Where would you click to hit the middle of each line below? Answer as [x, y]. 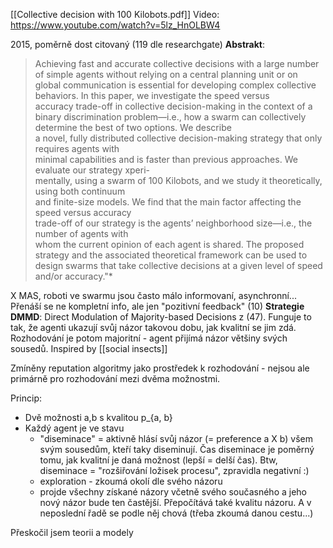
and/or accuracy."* [73, 276]
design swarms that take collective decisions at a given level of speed [178, 265]
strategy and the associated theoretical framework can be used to [171, 255]
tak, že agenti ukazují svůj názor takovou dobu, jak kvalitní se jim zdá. [153, 327]
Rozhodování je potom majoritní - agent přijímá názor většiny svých [149, 338]
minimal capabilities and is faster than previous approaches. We [166, 159]
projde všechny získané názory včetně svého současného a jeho [173, 492]
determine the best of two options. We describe [133, 127]
